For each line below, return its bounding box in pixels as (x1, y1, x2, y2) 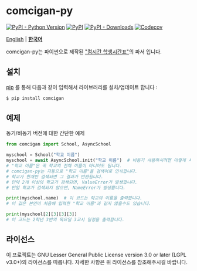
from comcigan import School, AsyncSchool (6, 141, 111, 147)
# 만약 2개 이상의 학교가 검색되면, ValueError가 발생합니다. (6, 179, 138, 185)
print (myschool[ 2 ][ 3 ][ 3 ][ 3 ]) (6, 211, 77, 218)
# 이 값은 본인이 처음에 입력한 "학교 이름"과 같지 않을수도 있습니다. (6, 201, 151, 206)
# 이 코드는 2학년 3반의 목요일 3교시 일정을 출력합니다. (6, 217, 125, 223)
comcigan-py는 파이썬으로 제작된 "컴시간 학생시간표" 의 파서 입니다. (6, 48, 162, 55)
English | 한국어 (6, 35, 43, 42)
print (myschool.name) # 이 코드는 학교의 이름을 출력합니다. (6, 195, 142, 201)
